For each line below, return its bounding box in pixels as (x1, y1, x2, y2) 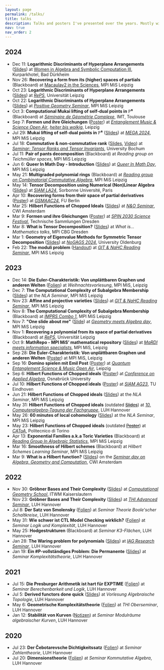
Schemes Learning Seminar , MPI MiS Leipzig (12, 449, 103, 455)
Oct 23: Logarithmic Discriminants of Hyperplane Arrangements (12, 87, 145, 93)
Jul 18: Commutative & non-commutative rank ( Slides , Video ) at (12, 140, 143, 146)
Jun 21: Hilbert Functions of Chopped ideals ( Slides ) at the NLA (12, 391, 142, 397)
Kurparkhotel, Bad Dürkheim (12, 72, 70, 77)
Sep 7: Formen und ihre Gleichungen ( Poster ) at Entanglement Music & (12, 119, 157, 125)
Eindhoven (12, 386, 34, 392)
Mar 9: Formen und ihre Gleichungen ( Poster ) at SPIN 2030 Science (12, 213, 151, 219)
